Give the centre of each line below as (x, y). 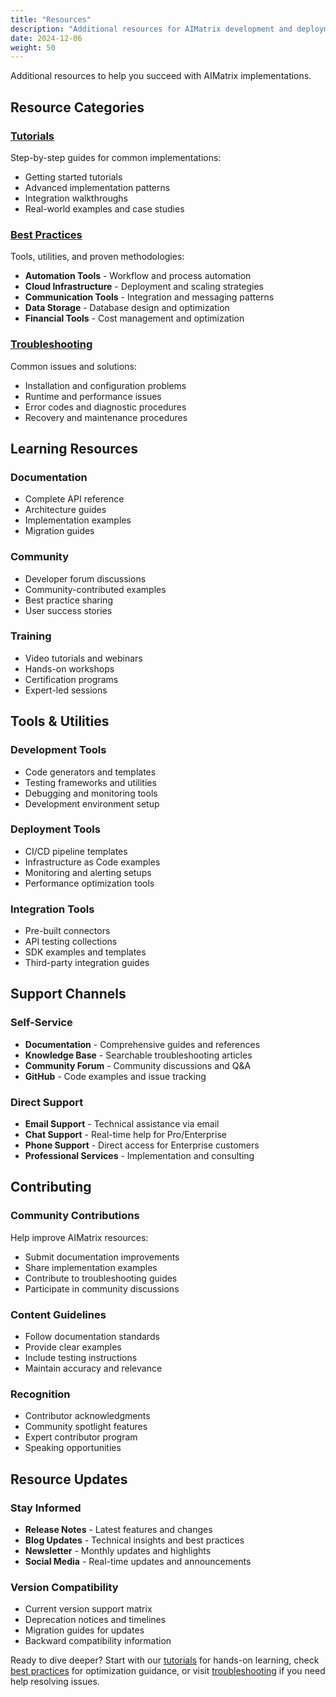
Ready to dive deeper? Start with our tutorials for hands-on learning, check (165, 1660)
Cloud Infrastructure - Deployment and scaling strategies (144, 287)
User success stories (68, 610)
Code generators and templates (90, 772)
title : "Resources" (51, 19)
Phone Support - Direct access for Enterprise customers (142, 1145)
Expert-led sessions (66, 690)
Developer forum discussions (85, 578)
